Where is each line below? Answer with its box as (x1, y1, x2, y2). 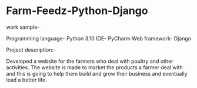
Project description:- (6, 46, 56, 53)
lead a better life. (6, 76, 47, 83)
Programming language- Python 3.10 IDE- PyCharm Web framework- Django (6, 35, 192, 42)
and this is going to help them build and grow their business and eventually (6, 70, 188, 77)
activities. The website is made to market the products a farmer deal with (6, 63, 183, 71)
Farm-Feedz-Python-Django (6, 4, 148, 18)
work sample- (6, 23, 40, 31)
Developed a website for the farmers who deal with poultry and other (6, 57, 173, 65)
